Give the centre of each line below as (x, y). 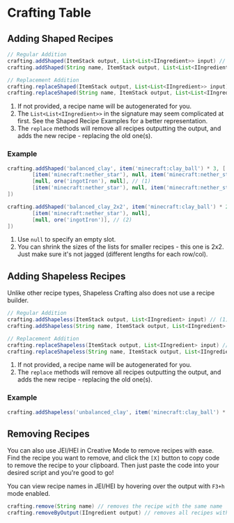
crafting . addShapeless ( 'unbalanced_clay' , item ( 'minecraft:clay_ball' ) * (117, 412)
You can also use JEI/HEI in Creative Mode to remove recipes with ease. (111, 451)
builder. (18, 300)
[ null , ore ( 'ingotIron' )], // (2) (82, 220)
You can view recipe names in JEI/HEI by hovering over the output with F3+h (116, 486)
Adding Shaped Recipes (60, 39)
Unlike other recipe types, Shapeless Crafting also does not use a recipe (111, 293)
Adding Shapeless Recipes (67, 276)
